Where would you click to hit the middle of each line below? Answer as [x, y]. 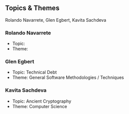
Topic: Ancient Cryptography [42, 101]
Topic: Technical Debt [34, 72]
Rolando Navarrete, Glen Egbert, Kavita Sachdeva [56, 20]
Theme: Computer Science [40, 106]
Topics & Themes [32, 8]
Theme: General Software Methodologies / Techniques [68, 77]
